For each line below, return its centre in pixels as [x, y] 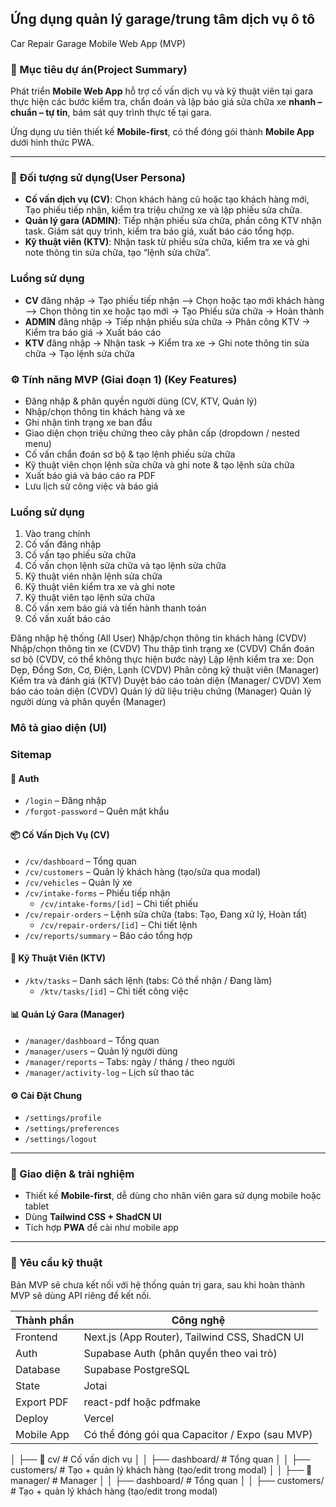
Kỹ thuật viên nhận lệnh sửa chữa [93, 576]
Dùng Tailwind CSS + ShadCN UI [93, 1217]
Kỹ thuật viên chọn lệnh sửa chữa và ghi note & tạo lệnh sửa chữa [159, 465]
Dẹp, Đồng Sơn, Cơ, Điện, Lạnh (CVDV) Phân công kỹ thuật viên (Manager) [165, 670]
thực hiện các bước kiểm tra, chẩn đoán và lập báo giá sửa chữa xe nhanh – [166, 102]
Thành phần [45, 1320]
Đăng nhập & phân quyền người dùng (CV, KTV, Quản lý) [141, 401]
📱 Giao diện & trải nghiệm [72, 1174]
